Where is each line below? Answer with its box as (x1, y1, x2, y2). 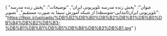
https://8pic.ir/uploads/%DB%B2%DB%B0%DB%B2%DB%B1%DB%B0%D (7, 15, 162, 20)
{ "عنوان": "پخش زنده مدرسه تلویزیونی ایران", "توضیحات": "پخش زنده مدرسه (5, 4, 151, 10)
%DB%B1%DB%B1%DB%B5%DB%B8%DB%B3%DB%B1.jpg (5, 25, 131, 31)
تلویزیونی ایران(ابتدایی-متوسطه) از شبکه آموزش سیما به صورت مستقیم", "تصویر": (5, 9, 160, 15)
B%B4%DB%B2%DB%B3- (5, 20, 61, 26)
